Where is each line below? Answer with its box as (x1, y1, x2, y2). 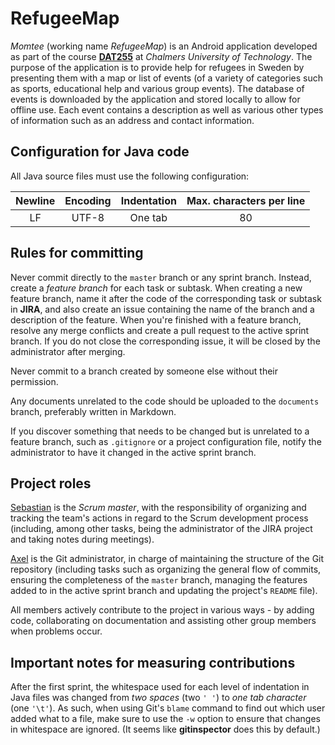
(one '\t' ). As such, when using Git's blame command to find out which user (10, 702, 326, 714)
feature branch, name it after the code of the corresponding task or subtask (10, 292, 322, 304)
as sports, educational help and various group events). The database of (10, 82, 305, 94)
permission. (10, 375, 59, 387)
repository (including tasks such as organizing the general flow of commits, (10, 563, 322, 576)
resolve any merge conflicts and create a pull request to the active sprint (10, 324, 310, 336)
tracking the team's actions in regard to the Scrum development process (10, 512, 309, 524)
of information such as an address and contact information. (10, 114, 255, 126)
